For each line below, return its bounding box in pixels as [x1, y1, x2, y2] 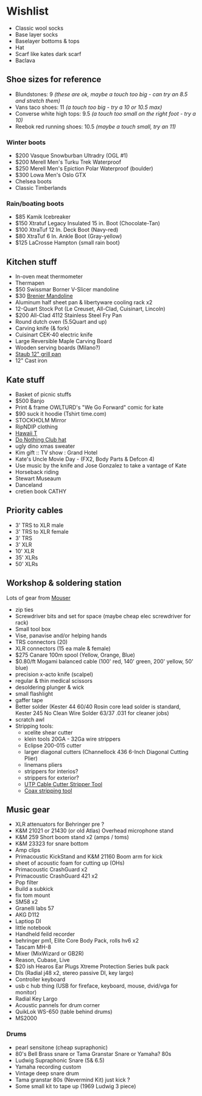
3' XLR [15, 540, 32, 548]
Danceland [15, 481, 43, 488]
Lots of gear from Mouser [6, 594, 71, 601]
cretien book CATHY [15, 487, 67, 495]
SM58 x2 [15, 898, 38, 906]
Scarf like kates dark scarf [15, 50, 82, 57]
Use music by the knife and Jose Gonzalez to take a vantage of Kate [15, 461, 187, 469]
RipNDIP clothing [15, 423, 58, 430]
